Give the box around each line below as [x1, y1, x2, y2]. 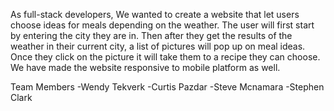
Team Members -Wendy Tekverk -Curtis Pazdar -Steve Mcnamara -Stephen [10, 81, 325, 93]
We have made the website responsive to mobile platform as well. [10, 62, 281, 73]
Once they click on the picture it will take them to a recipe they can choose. [10, 51, 321, 63]
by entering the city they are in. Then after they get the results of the [10, 30, 293, 41]
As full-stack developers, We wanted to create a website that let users [10, 9, 300, 20]
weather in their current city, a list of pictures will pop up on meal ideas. [10, 40, 306, 52]
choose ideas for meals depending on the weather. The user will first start [10, 19, 315, 31]
